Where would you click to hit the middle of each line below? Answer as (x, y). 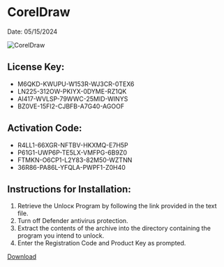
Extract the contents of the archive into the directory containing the (114, 229)
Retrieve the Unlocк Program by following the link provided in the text (117, 206)
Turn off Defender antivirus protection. (73, 221)
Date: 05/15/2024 (32, 31)
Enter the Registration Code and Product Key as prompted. (102, 243)
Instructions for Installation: (69, 189)
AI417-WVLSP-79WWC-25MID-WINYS (73, 99)
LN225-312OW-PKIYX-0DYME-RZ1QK (72, 91)
